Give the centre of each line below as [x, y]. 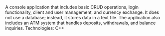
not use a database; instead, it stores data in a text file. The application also [83, 18]
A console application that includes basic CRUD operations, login [72, 7]
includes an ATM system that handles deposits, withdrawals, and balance [81, 23]
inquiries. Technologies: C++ [35, 28]
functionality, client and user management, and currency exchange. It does [82, 12]
